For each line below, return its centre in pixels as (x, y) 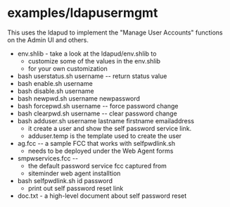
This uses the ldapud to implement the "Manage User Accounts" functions (115, 32)
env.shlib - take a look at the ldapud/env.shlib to (87, 54)
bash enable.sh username (55, 83)
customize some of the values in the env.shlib (94, 61)
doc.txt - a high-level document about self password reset (102, 196)
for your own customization (68, 68)
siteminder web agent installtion (74, 173)
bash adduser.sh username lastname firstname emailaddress (106, 120)
